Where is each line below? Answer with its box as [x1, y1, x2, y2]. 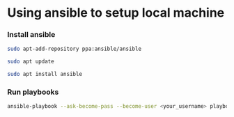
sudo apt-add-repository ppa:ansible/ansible [7, 45, 141, 53]
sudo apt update [7, 58, 54, 65]
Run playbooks [7, 87, 59, 97]
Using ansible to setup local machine [7, 5, 225, 21]
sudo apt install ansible [7, 71, 82, 78]
